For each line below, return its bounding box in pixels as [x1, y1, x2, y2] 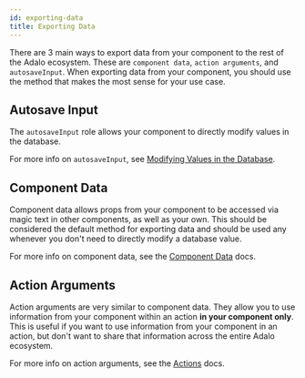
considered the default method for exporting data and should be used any [9, 224, 287, 235]
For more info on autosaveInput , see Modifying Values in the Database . [9, 154, 276, 165]
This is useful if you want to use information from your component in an [9, 321, 278, 332]
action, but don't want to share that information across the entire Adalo [9, 330, 275, 342]
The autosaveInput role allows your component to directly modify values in [9, 127, 290, 138]
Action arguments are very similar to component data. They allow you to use [9, 301, 296, 312]
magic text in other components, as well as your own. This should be [9, 214, 267, 225]
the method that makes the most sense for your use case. [9, 76, 226, 87]
